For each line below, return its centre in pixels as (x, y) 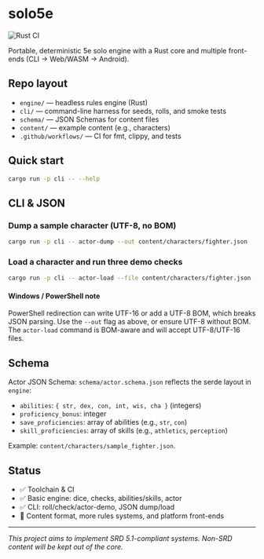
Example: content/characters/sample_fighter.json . (92, 446)
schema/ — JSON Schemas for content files (89, 119)
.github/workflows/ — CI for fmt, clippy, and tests (101, 136)
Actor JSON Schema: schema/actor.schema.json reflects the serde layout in (130, 382)
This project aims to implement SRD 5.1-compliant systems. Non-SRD (121, 538)
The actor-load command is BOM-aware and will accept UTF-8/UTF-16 (125, 330)
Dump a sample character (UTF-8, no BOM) (92, 225)
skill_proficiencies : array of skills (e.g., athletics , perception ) (123, 431)
